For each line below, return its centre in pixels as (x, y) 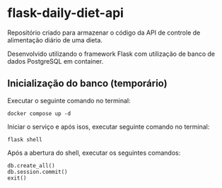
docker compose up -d (39, 113)
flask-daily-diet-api (65, 13)
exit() (17, 178)
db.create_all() (31, 165)
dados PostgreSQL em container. (55, 61)
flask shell (25, 139)
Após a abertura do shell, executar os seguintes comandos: (94, 153)
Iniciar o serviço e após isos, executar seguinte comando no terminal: (109, 127)
